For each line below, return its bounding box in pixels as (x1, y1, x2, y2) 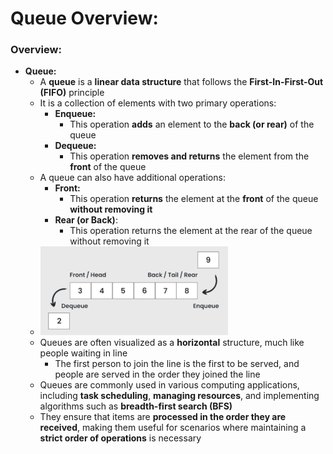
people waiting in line (39, 347, 128, 359)
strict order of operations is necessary (39, 432, 202, 444)
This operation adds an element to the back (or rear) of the (69, 118, 315, 131)
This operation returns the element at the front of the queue (69, 193, 319, 205)
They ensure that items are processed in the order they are (39, 410, 287, 422)
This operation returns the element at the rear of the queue (69, 225, 313, 237)
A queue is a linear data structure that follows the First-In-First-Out (39, 76, 324, 88)
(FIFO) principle (39, 87, 105, 99)
